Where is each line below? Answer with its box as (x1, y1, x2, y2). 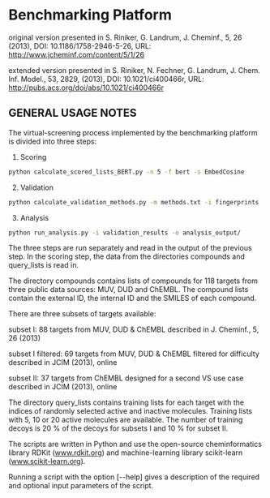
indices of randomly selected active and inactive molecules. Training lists (8, 406, 253, 416)
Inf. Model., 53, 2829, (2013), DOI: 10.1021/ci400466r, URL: (8, 74, 204, 84)
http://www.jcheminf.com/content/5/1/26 (8, 49, 144, 59)
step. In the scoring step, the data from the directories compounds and (8, 251, 246, 261)
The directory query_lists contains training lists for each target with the (8, 397, 245, 407)
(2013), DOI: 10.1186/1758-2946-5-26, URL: (8, 41, 152, 50)
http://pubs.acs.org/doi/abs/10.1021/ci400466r (8, 83, 165, 92)
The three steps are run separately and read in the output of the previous (8, 243, 253, 253)
